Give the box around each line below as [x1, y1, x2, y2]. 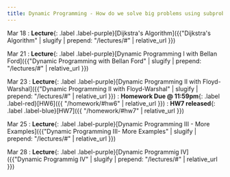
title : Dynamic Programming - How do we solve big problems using [7, 10, 201, 17]
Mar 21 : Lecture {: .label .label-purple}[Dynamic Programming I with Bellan [7, 49, 218, 58]
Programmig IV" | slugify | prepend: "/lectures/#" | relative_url [43, 155, 218, 163]
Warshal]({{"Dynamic [7, 84, 67, 93]
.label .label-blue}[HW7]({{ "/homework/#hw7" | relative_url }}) [7, 106, 185, 115]
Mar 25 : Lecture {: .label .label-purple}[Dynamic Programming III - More [7, 119, 210, 128]
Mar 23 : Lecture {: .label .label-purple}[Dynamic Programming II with [7, 77, 202, 86]
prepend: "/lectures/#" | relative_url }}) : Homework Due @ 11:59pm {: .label [7, 92, 220, 100]
